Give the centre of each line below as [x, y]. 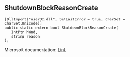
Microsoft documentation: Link [35, 49]
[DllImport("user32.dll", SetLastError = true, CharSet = [65, 19]
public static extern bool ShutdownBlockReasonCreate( [62, 28]
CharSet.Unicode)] [23, 23]
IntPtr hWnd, [24, 32]
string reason [25, 36]
